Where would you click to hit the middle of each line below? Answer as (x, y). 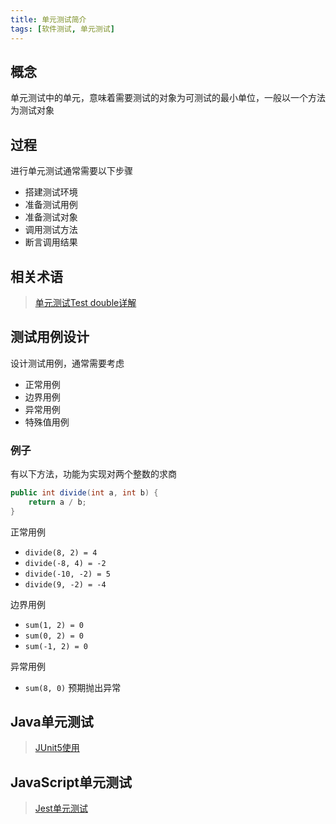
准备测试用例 (51, 205)
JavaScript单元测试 (71, 782)
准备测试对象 (51, 217)
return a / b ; (57, 502)
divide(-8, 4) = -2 (65, 563)
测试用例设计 (50, 337)
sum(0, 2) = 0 (54, 636)
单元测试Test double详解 (85, 302)
